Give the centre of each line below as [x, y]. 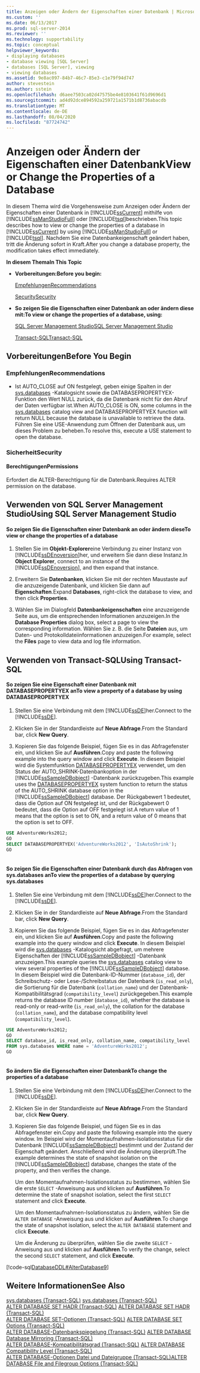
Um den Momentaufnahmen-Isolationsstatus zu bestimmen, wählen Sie [102, 1182]
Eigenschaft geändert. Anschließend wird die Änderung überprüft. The [100, 1152]
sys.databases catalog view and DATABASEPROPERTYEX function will [101, 411]
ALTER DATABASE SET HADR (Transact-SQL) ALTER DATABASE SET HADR [98, 1306]
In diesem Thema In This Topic [44, 262]
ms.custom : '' [24, 17]
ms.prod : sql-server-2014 [38, 28]
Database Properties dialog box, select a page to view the [87, 622]
